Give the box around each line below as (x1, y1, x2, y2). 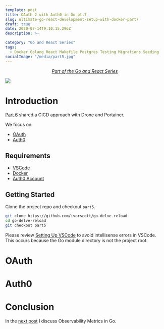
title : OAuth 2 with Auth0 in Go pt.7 (5, 12, 87, 17)
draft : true (5, 21, 30, 27)
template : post (5, 7, 37, 13)
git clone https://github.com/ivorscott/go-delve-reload (5, 213, 128, 219)
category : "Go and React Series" (5, 40, 76, 45)
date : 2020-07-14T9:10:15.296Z (5, 26, 71, 31)
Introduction (5, 95, 59, 107)
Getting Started (5, 190, 55, 199)
